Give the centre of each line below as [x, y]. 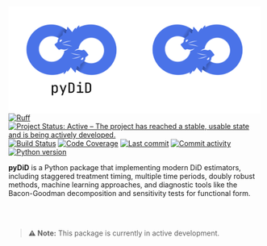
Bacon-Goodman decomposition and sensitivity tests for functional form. [129, 194]
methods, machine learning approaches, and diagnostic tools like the [123, 185]
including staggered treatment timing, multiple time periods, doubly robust [132, 177]
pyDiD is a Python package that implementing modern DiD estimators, [125, 168]
